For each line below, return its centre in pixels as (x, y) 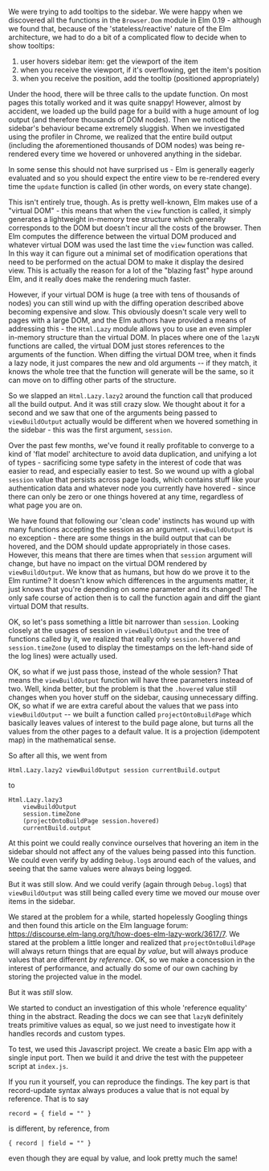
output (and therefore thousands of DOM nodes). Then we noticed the (124, 119)
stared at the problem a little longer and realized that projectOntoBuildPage (132, 943)
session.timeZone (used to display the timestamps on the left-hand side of (131, 647)
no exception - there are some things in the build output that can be (120, 538)
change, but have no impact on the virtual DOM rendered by (108, 563)
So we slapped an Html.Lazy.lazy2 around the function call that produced (130, 396)
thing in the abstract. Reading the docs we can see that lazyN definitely (126, 1016)
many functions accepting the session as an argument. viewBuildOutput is (130, 529)
